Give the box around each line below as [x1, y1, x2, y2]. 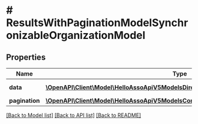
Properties [6, 52, 46, 62]
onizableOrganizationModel [6, 29, 146, 42]
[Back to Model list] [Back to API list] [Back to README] [6, 112, 141, 119]
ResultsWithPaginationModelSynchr [6, 16, 189, 30]
